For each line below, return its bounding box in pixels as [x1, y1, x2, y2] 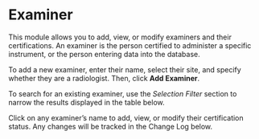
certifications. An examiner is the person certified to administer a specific [8, 40, 252, 50]
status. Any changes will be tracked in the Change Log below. [8, 121, 213, 131]
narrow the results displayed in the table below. [8, 97, 165, 107]
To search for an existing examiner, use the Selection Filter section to [8, 88, 237, 98]
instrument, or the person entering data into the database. [8, 49, 200, 59]
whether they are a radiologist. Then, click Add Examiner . [8, 73, 199, 83]
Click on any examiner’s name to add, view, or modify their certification [8, 112, 244, 122]
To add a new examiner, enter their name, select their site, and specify [8, 64, 241, 74]
